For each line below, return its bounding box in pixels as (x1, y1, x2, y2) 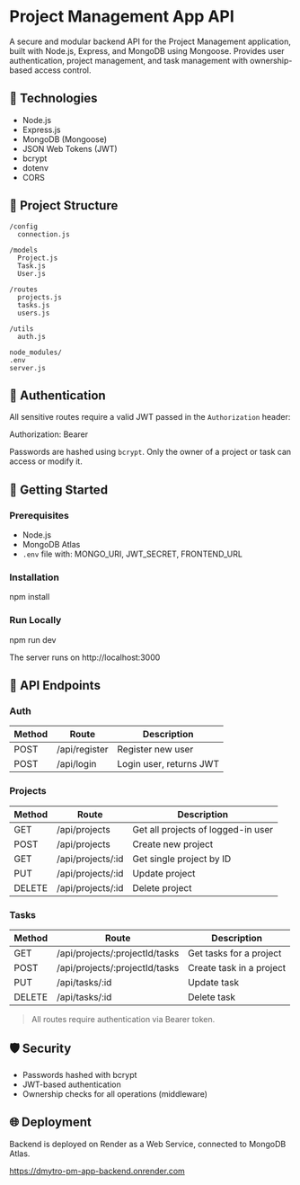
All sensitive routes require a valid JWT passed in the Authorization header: (9, 412, 291, 423)
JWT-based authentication (22, 1079, 121, 1090)
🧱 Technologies (9, 91, 98, 106)
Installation (9, 571, 60, 584)
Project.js (17, 254, 58, 263)
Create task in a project (188, 961, 287, 974)
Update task (188, 976, 240, 988)
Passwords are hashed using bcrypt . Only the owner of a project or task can (9, 447, 292, 458)
